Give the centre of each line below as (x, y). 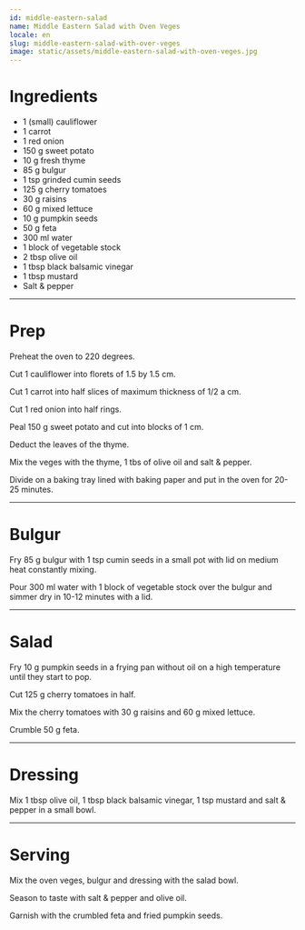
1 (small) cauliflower (60, 122)
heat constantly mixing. (53, 569)
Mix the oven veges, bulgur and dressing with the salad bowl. (124, 880)
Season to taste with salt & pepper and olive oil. (98, 897)
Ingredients (54, 97)
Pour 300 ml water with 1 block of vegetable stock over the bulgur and (141, 586)
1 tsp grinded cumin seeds (72, 180)
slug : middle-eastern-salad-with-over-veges (95, 43)
